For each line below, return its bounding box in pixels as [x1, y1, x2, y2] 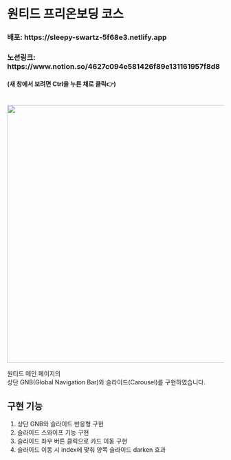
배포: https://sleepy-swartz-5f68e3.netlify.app [7, 32, 167, 42]
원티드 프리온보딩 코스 [7, 6, 124, 22]
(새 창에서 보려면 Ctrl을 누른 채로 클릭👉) [7, 80, 117, 88]
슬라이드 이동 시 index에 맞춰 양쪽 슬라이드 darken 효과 [16, 446, 166, 454]
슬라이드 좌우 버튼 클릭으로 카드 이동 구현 [16, 437, 128, 446]
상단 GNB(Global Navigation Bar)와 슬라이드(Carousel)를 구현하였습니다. [7, 378, 206, 386]
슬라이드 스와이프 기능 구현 [16, 428, 89, 437]
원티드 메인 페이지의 [7, 369, 60, 378]
